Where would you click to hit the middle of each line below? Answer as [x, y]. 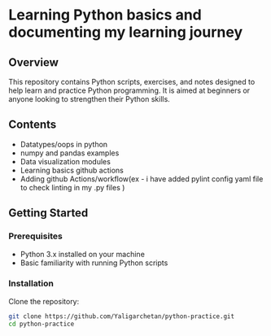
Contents [33, 125]
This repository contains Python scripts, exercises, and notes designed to [132, 82]
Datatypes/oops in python [64, 144]
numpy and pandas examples [70, 153]
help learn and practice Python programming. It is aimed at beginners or [129, 90]
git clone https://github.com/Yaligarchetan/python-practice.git [121, 316]
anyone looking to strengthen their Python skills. [90, 99]
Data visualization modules [66, 161]
